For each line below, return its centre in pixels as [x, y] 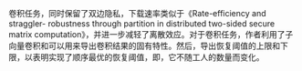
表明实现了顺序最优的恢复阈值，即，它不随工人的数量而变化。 [148, 57]
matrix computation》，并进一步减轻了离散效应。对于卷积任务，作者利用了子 [151, 34]
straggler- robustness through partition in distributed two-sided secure [142, 24]
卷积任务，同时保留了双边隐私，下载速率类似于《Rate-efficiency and [137, 13]
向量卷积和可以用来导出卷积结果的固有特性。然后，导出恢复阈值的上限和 [144, 46]
